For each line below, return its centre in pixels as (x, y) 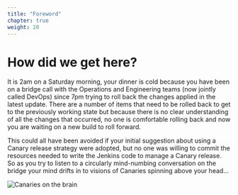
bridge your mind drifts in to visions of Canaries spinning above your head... (118, 171)
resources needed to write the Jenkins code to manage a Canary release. (114, 156)
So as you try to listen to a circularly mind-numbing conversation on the (112, 163)
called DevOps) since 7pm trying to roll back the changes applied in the (112, 97)
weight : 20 (23, 27)
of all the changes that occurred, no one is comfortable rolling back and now (119, 119)
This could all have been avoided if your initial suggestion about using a (112, 141)
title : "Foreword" (34, 14)
